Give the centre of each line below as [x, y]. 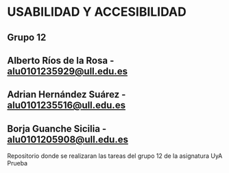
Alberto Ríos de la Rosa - [61, 60]
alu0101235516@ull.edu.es [66, 105]
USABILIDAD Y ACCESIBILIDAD [97, 12]
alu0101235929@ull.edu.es [68, 71]
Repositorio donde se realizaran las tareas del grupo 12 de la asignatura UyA [115, 156]
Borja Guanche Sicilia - [57, 129]
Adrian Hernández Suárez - [67, 94]
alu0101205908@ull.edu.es [68, 139]
